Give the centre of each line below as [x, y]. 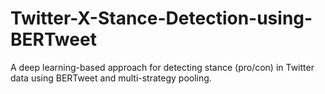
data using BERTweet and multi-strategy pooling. [111, 78]
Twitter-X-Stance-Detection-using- [161, 18]
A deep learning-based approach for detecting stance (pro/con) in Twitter [162, 67]
